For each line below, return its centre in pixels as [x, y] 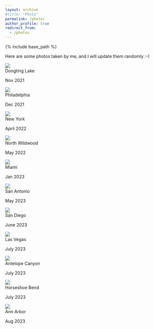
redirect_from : [21, 28]
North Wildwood [22, 143]
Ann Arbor [15, 311]
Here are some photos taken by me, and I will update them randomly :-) [77, 56]
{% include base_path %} [31, 47]
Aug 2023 [15, 321]
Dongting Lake [20, 71]
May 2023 [15, 201]
